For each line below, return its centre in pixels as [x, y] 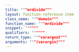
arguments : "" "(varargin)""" [35, 42]
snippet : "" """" [22, 28]
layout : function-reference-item [39, 14]
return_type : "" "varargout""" [36, 38]
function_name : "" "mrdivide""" [37, 24]
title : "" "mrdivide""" [28, 10]
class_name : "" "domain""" [32, 19]
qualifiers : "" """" [25, 33]
